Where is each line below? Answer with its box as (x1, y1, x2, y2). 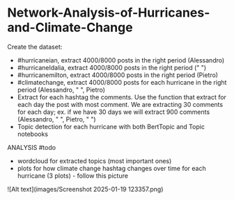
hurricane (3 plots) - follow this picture (17, 172, 129, 180)
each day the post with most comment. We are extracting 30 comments (17, 100, 224, 108)
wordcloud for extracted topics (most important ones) (17, 156, 172, 165)
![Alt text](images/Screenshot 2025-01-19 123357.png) (7, 185, 164, 193)
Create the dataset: (7, 42, 63, 51)
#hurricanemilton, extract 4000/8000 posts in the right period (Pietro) (17, 71, 218, 79)
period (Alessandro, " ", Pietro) (17, 85, 106, 94)
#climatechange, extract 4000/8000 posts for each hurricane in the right (17, 78, 227, 86)
